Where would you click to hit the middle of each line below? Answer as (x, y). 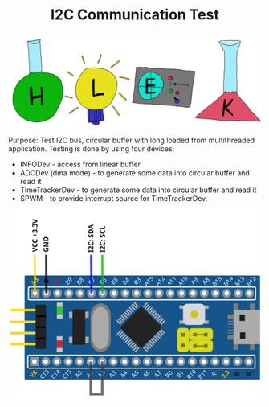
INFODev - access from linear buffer (80, 164)
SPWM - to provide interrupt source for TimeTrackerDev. (114, 199)
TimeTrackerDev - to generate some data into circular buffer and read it (138, 190)
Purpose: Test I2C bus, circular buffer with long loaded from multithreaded (132, 140)
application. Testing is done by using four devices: (92, 149)
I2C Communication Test (135, 15)
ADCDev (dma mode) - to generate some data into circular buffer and (135, 173)
